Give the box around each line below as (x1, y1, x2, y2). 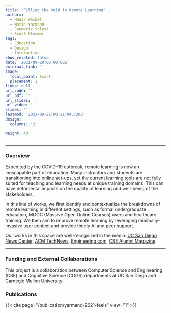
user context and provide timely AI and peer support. (23, 223, 135, 229)
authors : (5, 12, 24, 17)
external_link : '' (5, 64, 44, 69)
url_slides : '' (5, 98, 38, 103)
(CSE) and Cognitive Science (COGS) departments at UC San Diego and (5, 273, 156, 279)
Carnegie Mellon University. (5, 278, 64, 284)
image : (5, 69, 19, 75)
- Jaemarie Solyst (10, 27, 49, 32)
